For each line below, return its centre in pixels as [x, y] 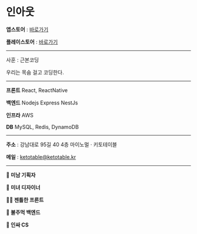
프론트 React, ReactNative [37, 90]
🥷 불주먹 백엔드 [23, 212]
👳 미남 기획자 [21, 175]
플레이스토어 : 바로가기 [32, 42]
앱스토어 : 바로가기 [27, 29]
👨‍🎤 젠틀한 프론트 [25, 199]
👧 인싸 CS [18, 225]
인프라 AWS [20, 115]
